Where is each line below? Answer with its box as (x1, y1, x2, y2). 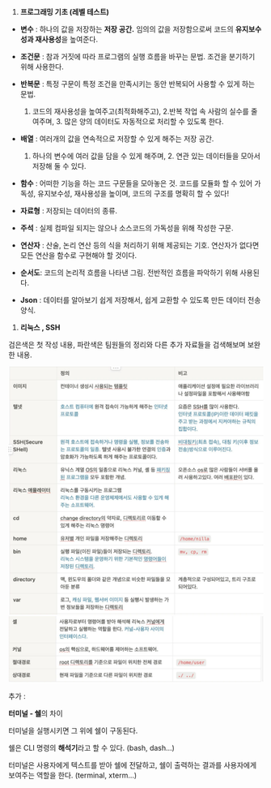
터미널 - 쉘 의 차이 (8, 708, 63, 718)
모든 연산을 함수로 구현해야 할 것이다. (19, 251, 138, 260)
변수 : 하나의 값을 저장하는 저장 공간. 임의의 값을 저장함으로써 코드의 (19, 24, 234, 34)
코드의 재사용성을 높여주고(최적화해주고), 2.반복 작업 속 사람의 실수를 (32, 106, 249, 116)
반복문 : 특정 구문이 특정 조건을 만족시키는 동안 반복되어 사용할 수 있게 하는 (19, 80, 256, 88)
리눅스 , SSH (19, 323, 61, 332)
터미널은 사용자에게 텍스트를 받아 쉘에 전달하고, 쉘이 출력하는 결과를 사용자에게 (8, 760, 257, 770)
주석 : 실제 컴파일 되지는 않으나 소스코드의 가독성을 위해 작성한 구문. (19, 223, 234, 233)
